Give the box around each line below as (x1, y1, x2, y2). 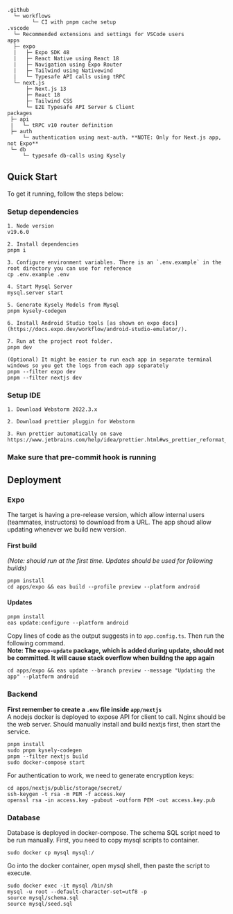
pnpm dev (7, 344, 33, 351)
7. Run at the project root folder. (7, 338, 113, 345)
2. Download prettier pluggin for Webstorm (7, 418, 135, 425)
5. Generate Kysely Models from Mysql (7, 302, 119, 309)
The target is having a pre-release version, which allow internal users (7, 511, 205, 519)
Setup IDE (7, 391, 42, 400)
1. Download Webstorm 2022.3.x (7, 406, 98, 413)
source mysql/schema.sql (7, 895, 79, 902)
